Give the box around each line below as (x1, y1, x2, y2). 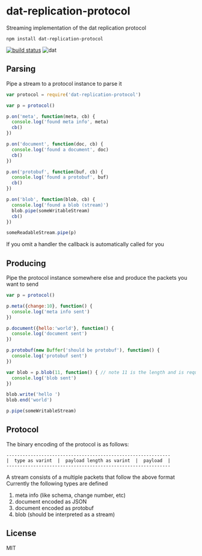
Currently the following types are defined (6, 479, 108, 487)
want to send (6, 280, 39, 288)
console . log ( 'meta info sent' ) (11, 309, 90, 315)
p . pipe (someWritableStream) (6, 408, 77, 414)
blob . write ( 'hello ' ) (6, 391, 61, 397)
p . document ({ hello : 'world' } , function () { (6, 325, 114, 331)
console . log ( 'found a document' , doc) (11, 147, 109, 153)
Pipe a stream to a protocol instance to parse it (6, 80, 122, 87)
